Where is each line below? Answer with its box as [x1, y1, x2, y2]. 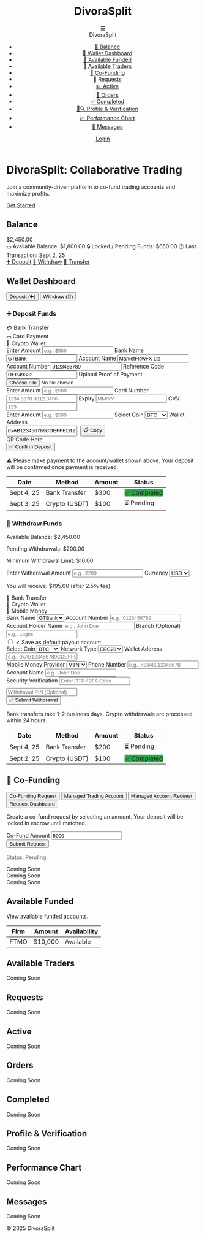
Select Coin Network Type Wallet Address [6, 645, 163, 652]
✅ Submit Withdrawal [9, 697, 58, 703]
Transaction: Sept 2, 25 [6, 251, 65, 259]
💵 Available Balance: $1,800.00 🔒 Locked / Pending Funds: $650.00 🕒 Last [6, 242, 197, 250]
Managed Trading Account [64, 792, 124, 799]
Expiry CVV [78, 394, 180, 402]
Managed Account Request [130, 792, 193, 799]
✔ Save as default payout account [15, 638, 102, 646]
